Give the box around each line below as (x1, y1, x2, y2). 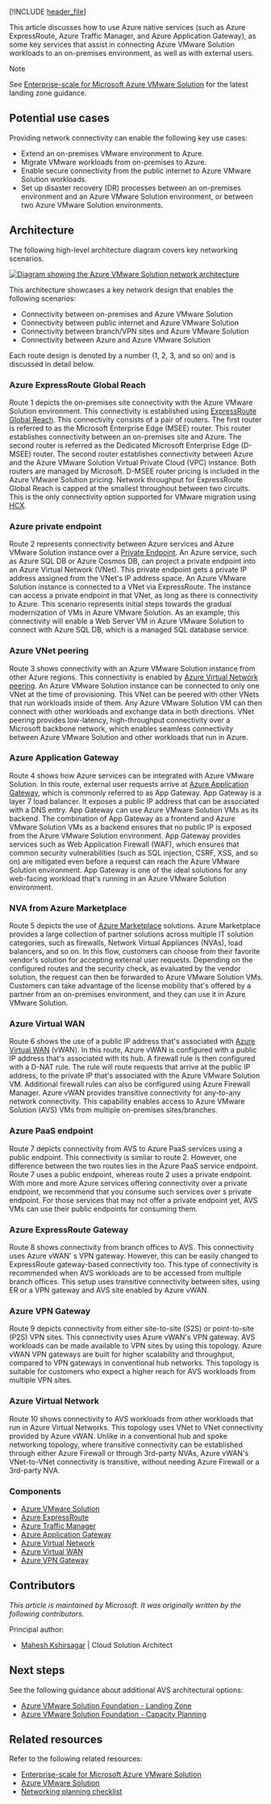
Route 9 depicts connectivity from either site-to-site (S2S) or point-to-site (9, 1324, 255, 1334)
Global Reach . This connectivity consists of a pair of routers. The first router (9, 414, 262, 424)
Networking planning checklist (20, 1787, 123, 1797)
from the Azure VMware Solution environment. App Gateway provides (9, 831, 241, 840)
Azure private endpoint (9, 520, 102, 532)
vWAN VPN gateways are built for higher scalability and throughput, (9, 1349, 235, 1360)
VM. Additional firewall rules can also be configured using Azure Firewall (9, 1079, 251, 1089)
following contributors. (9, 1608, 85, 1618)
